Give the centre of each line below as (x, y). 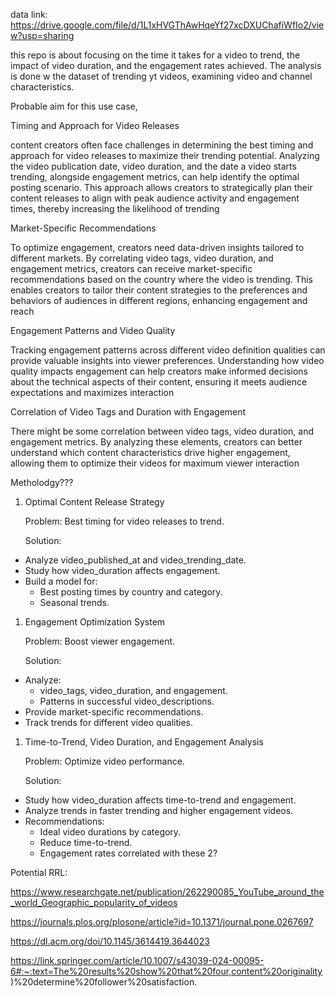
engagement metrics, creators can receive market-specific (131, 268)
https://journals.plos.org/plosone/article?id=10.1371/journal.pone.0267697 (162, 922)
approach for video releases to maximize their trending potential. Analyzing (165, 155)
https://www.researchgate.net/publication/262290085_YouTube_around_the (167, 892)
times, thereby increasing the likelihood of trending (115, 208)
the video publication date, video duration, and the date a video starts (153, 166)
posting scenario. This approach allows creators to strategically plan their (161, 187)
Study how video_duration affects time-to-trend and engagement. (160, 800)
